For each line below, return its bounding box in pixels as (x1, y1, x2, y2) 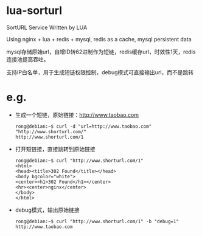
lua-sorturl (6, 4, 63, 18)
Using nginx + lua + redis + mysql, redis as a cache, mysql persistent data (6, 35, 192, 43)
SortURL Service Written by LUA (6, 24, 88, 31)
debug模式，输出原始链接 (15, 206, 80, 213)
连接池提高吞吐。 (6, 55, 49, 63)
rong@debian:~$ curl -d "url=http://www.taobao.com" (15, 123, 152, 130)
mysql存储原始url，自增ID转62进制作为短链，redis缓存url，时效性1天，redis (6, 48, 196, 55)
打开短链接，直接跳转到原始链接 (15, 145, 96, 153)
